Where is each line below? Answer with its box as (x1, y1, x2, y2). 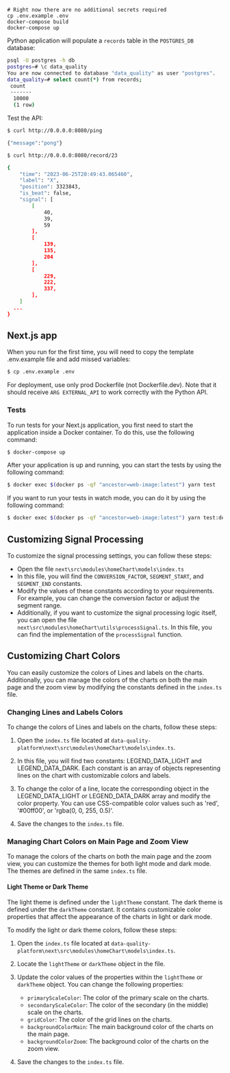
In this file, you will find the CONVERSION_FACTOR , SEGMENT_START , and (16, 572, 204, 580)
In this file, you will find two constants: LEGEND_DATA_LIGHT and (16, 757, 202, 765)
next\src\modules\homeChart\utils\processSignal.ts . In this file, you (16, 624, 212, 632)
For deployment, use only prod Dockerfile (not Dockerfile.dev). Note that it (7, 381, 217, 389)
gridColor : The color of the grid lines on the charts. (27, 1015, 172, 1024)
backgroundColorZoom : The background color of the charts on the (27, 1037, 209, 1045)
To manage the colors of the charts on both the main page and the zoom (7, 852, 212, 861)
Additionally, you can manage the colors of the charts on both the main (7, 676, 207, 684)
